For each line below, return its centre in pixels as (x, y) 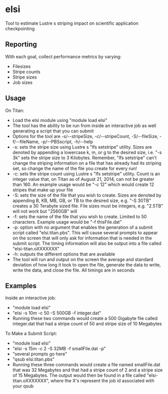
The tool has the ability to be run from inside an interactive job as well (84, 125)
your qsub (23, 386)
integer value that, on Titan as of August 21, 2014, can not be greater (83, 179)
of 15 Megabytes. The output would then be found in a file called (79, 375)
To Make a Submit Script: (31, 334)
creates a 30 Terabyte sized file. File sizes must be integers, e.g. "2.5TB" (88, 206)
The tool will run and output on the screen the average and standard (83, 259)
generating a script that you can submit (53, 131)
